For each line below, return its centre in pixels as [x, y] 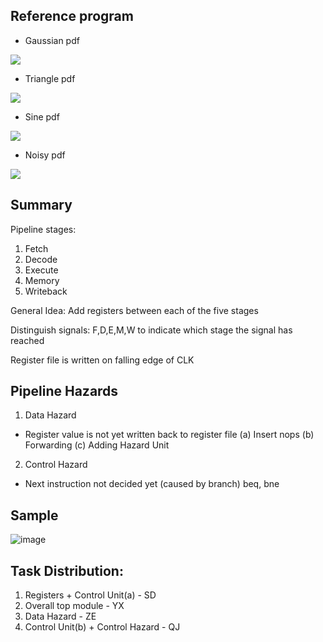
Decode [41, 259]
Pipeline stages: [43, 229]
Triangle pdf [50, 78]
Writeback [46, 291]
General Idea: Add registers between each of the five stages [134, 310]
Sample [34, 515]
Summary [41, 205]
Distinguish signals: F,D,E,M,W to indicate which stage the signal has [151, 330]
